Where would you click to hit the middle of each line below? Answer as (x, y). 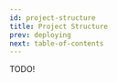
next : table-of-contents (57, 43)
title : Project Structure (58, 26)
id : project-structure (53, 18)
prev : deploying (40, 35)
